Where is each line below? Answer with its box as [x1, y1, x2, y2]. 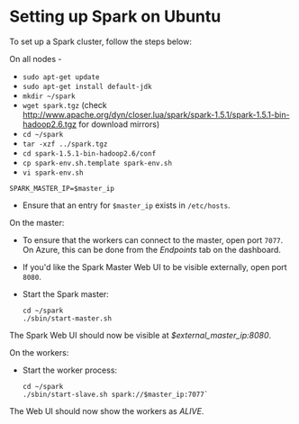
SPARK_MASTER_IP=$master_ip [9, 184, 115, 193]
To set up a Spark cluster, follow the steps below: [9, 36, 192, 47]
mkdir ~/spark [22, 92, 76, 101]
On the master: [9, 217, 65, 228]
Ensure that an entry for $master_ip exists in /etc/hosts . [22, 200, 231, 211]
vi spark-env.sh [22, 168, 84, 177]
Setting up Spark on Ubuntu [9, 6, 222, 27]
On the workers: [9, 347, 69, 357]
